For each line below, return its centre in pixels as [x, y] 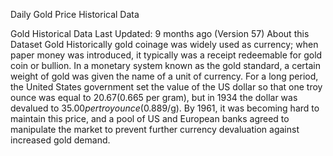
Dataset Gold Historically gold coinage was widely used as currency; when [164, 44]
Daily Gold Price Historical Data [75, 14]
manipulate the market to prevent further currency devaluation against [155, 129]
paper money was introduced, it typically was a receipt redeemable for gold [166, 55]
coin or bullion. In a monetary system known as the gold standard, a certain [165, 65]
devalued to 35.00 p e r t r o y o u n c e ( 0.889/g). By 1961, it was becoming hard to [165, 108]
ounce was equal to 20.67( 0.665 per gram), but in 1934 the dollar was [154, 97]
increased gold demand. [60, 140]
